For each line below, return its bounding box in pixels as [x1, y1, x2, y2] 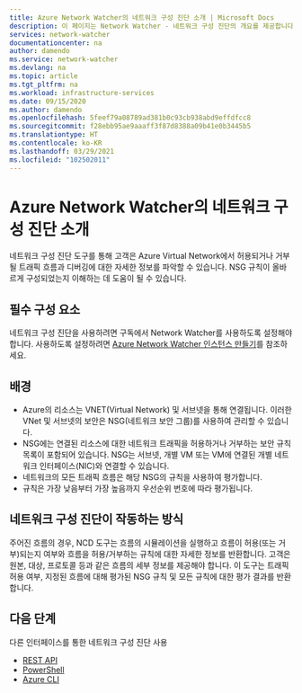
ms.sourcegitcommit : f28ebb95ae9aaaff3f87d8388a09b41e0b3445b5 [9, 122, 252, 131]
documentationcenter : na [9, 38, 102, 48]
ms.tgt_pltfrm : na [9, 80, 78, 89]
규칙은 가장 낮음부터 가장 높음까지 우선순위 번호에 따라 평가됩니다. [22, 483, 253, 494]
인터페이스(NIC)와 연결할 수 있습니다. [39, 460, 170, 472]
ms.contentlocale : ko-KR [9, 138, 102, 147]
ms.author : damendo [9, 105, 83, 114]
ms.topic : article [9, 72, 78, 81]
